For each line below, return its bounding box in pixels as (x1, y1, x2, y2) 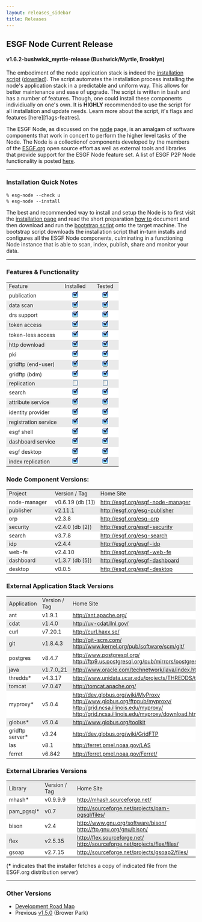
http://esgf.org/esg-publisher (100, 507, 174, 514)
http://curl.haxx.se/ (72, 628, 120, 635)
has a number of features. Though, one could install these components (6, 95, 182, 102)
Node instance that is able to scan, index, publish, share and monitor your (6, 241, 189, 248)
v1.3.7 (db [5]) (55, 557, 92, 564)
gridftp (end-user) (8, 361, 55, 368)
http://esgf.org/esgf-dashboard (100, 557, 179, 564)
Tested (96, 282, 114, 290)
